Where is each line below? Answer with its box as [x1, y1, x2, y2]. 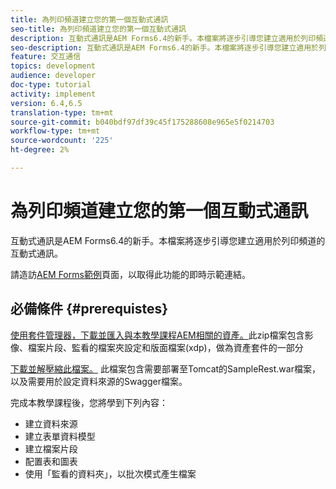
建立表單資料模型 [24, 430, 96, 442]
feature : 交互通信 [10, 52, 82, 62]
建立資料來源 [24, 417, 78, 430]
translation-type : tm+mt [10, 107, 114, 118]
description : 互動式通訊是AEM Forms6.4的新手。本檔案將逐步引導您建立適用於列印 [10, 33, 317, 43]
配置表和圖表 [24, 455, 78, 467]
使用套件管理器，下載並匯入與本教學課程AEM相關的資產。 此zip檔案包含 [10, 329, 305, 341]
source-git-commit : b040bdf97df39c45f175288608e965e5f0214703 [10, 117, 275, 127]
